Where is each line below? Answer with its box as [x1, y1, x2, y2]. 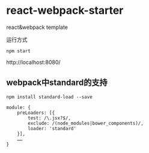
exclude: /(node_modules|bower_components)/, [28, 120, 144, 126]
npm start [6, 48, 31, 54]
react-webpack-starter [6, 4, 124, 17]
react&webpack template [6, 23, 68, 31]
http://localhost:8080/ [6, 58, 61, 66]
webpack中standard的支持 [6, 78, 108, 88]
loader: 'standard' [28, 125, 77, 131]
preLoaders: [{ [17, 110, 55, 116]
